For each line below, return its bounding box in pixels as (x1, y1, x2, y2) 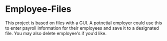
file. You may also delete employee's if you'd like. (5, 30, 107, 36)
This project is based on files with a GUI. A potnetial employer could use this (5, 20, 162, 26)
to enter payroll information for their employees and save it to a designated (5, 25, 159, 31)
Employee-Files (5, 3, 71, 15)
